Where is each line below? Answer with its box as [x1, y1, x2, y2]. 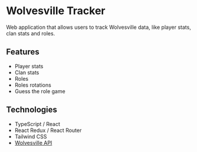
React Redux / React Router [14, 127, 82, 134]
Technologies [6, 105, 58, 115]
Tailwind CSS [14, 133, 47, 140]
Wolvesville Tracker [6, 4, 106, 18]
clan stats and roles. [6, 29, 55, 37]
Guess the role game [14, 87, 66, 95]
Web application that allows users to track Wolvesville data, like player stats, [6, 24, 192, 31]
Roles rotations [14, 81, 51, 88]
